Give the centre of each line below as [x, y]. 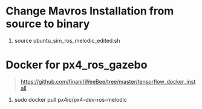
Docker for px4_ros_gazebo [77, 65]
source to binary [48, 24]
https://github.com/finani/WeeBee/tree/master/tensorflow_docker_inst [108, 81]
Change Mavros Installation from [90, 11]
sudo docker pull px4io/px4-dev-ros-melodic [71, 99]
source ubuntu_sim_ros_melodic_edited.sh [67, 40]
